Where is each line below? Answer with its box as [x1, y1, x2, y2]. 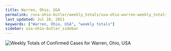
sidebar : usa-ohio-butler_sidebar [5, 26, 79, 31]
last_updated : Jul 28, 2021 [5, 17, 65, 22]
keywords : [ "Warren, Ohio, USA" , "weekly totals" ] [5, 21, 115, 27]
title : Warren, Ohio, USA [5, 7, 60, 13]
